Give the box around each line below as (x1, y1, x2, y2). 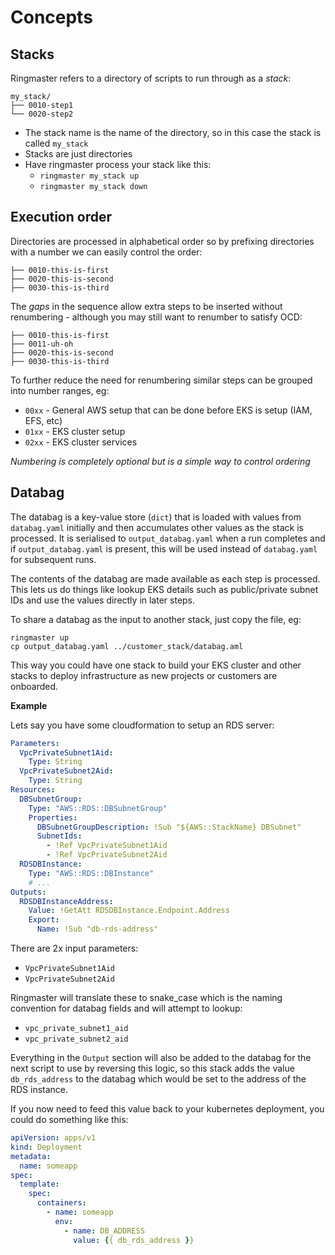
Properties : (28, 812, 78, 823)
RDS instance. (10, 1084, 69, 1095)
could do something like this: (10, 1114, 129, 1125)
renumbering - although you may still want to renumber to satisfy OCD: (10, 311, 303, 323)
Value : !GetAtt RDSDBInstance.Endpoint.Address (28, 906, 230, 916)
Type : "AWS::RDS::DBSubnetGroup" (28, 803, 168, 813)
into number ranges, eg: (10, 384, 110, 396)
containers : (36, 1198, 87, 1208)
